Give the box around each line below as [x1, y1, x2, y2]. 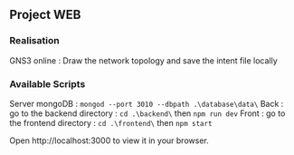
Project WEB [9, 7, 81, 23]
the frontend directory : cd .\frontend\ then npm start [9, 117, 213, 128]
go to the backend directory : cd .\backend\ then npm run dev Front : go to [9, 108, 286, 119]
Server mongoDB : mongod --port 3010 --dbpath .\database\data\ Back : [9, 98, 284, 109]
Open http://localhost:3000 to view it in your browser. [9, 135, 210, 146]
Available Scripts [9, 77, 86, 90]
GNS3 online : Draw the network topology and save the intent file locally [9, 54, 278, 66]
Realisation [9, 34, 61, 47]
